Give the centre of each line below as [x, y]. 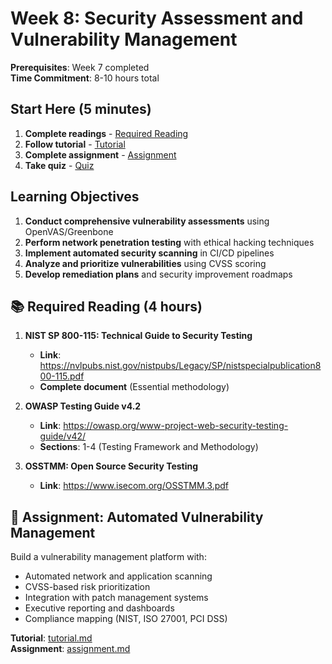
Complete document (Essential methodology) [134, 387]
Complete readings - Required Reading [106, 133]
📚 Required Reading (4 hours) [106, 306]
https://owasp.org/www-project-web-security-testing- [176, 426]
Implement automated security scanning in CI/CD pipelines [149, 253]
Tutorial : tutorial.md [51, 638]
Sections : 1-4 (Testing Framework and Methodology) [149, 447]
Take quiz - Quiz [59, 165]
